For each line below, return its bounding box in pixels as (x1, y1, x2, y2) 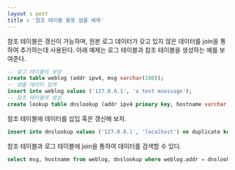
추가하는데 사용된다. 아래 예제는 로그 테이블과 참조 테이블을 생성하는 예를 (20, 45, 218, 54)
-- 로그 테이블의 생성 (7, 68, 62, 76)
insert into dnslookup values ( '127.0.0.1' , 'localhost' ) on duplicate (7, 128, 220, 135)
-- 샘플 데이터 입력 (7, 81, 57, 88)
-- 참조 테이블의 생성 (7, 94, 62, 101)
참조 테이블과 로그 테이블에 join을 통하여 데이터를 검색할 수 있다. (7, 141, 182, 150)
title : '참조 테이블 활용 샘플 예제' (7, 17, 104, 24)
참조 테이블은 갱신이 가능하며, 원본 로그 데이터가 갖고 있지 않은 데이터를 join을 (7, 36, 219, 45)
